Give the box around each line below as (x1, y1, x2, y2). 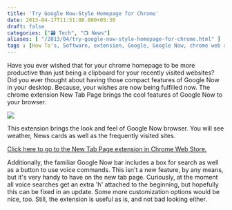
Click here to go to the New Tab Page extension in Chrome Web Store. (7, 145, 207, 153)
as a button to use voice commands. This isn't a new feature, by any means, (7, 166, 224, 173)
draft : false (7, 23, 45, 30)
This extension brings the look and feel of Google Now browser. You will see (7, 124, 224, 132)
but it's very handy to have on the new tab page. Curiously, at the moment (7, 173, 218, 181)
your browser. (7, 98, 47, 106)
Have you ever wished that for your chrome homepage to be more (7, 61, 195, 69)
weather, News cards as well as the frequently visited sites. (7, 132, 176, 140)
